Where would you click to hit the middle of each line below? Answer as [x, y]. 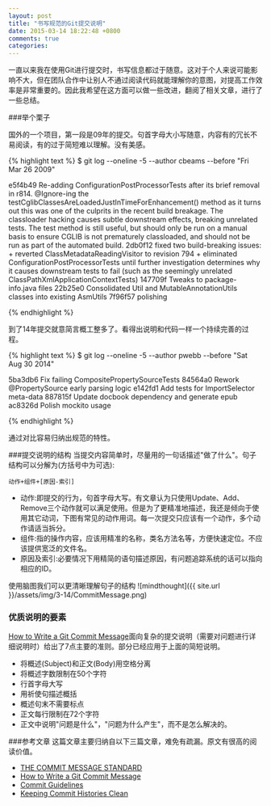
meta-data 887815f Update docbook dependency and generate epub [123, 397]
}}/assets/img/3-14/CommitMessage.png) [78, 595]
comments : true [34, 38]
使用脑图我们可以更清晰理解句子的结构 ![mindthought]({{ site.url [114, 586]
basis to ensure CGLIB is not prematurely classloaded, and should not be [129, 237]
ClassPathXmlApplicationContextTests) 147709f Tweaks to [106, 280]
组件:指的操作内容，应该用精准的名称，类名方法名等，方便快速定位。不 [138, 538]
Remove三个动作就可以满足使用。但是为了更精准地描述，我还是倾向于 [136, 508]
